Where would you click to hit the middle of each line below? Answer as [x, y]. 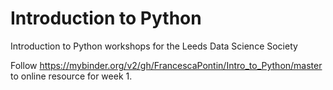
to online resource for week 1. [71, 76]
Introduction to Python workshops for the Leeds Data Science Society [154, 46]
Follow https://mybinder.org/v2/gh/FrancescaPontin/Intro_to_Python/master [166, 65]
